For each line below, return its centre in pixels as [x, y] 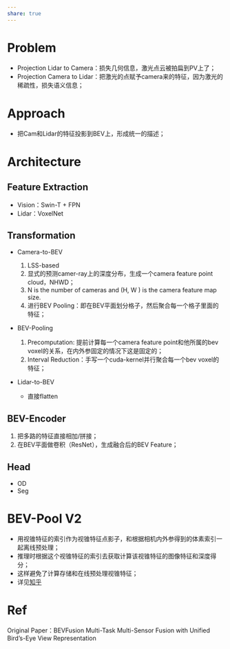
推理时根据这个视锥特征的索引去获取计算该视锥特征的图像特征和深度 [114, 556]
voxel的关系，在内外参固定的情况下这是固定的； [95, 351]
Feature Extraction [48, 187]
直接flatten [43, 396]
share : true [24, 13]
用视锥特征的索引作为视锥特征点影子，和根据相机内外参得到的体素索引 [117, 538]
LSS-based [43, 265]
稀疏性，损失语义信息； [50, 85]
